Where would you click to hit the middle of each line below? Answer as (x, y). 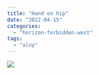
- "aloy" (26, 45)
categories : (24, 26)
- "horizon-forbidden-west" (53, 32)
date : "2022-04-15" (35, 20)
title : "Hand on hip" (38, 13)
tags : (15, 39)
